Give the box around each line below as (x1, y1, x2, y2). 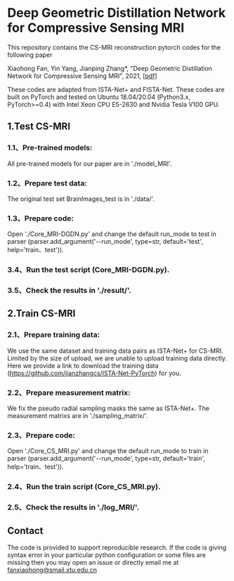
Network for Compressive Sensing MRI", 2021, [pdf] (7, 72, 157, 80)
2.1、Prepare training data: (7, 330, 100, 340)
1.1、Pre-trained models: (7, 143, 93, 152)
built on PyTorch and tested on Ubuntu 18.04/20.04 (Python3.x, (7, 93, 191, 101)
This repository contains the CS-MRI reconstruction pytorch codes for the (7, 43, 221, 51)
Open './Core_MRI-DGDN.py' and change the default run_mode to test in (7, 230, 216, 238)
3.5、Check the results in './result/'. (7, 286, 132, 296)
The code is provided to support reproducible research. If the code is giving (7, 543, 227, 551)
